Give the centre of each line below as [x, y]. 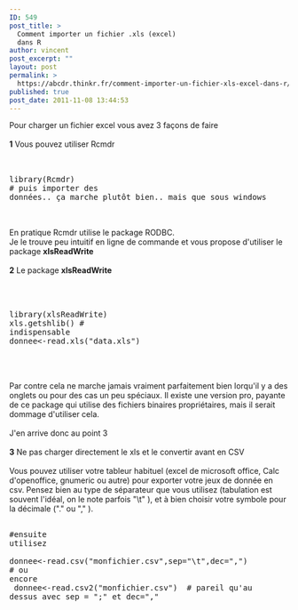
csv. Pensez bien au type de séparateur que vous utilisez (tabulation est [141, 490]
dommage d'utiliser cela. [55, 414]
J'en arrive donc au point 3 [59, 433]
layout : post [33, 68]
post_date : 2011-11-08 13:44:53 [69, 100]
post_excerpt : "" [41, 59]
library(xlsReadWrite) [59, 315]
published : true [39, 92]
